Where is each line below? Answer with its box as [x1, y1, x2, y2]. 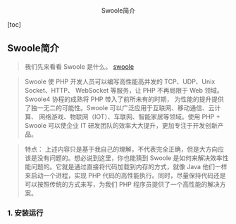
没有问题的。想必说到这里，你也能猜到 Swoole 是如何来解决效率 [37, 153, 223, 162]
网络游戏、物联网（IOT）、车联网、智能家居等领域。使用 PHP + [38, 112, 221, 121]
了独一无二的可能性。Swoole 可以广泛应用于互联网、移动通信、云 [24, 103, 215, 112]
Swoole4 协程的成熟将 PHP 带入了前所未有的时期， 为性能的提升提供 [24, 95, 224, 103]
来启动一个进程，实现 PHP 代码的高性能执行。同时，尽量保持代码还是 [24, 171, 226, 180]
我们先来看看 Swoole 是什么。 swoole [24, 62, 135, 71]
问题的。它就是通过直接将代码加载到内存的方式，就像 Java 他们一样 [30, 162, 228, 171]
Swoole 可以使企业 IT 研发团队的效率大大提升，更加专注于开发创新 [24, 121, 218, 129]
